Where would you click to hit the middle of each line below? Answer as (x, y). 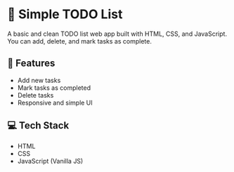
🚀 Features (31, 64)
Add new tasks (39, 80)
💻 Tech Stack (38, 126)
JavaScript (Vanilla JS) (50, 161)
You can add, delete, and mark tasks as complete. (80, 41)
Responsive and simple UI (55, 102)
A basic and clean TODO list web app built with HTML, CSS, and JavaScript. (117, 34)
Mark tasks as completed (54, 88)
